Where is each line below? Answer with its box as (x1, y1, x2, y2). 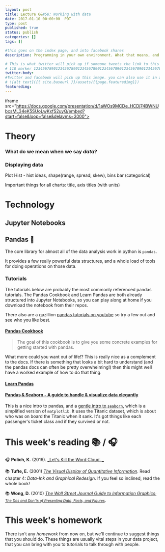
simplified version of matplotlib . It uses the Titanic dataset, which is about (5, 408, 156, 414)
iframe (5, 98, 19, 104)
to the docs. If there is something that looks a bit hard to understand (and (5, 359, 153, 365)
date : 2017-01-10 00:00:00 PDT (5, 16, 71, 21)
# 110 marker (5, 66, 32, 71)
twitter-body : (5, 71, 34, 76)
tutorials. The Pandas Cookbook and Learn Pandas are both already (5, 292, 142, 298)
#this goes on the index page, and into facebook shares (5, 48, 124, 53)
